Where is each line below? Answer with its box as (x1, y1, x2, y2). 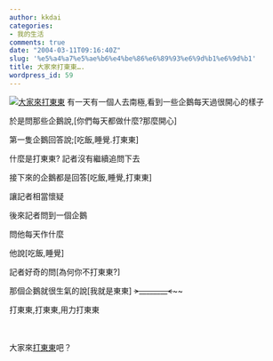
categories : (9, 21, 53, 30)
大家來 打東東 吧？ (9, 341, 72, 352)
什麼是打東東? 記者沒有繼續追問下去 (9, 153, 141, 164)
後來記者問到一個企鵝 (9, 210, 87, 221)
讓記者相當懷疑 (9, 190, 64, 201)
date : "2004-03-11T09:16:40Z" (9, 46, 122, 55)
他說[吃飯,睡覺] (9, 247, 65, 258)
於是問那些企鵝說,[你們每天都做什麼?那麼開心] (9, 115, 178, 125)
